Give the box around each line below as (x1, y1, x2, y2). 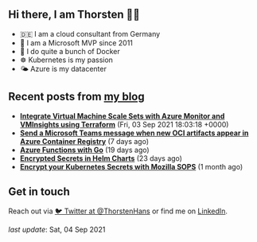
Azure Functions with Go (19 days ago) (19, 145, 150, 154)
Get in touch (8, 185, 70, 199)
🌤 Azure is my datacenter (19, 64, 107, 73)
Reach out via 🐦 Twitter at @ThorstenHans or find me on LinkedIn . (8, 206, 228, 216)
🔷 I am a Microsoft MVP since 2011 (19, 37, 134, 48)
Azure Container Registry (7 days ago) (19, 136, 150, 146)
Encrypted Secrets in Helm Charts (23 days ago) (19, 153, 183, 163)
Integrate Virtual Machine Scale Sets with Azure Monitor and (19, 111, 225, 120)
